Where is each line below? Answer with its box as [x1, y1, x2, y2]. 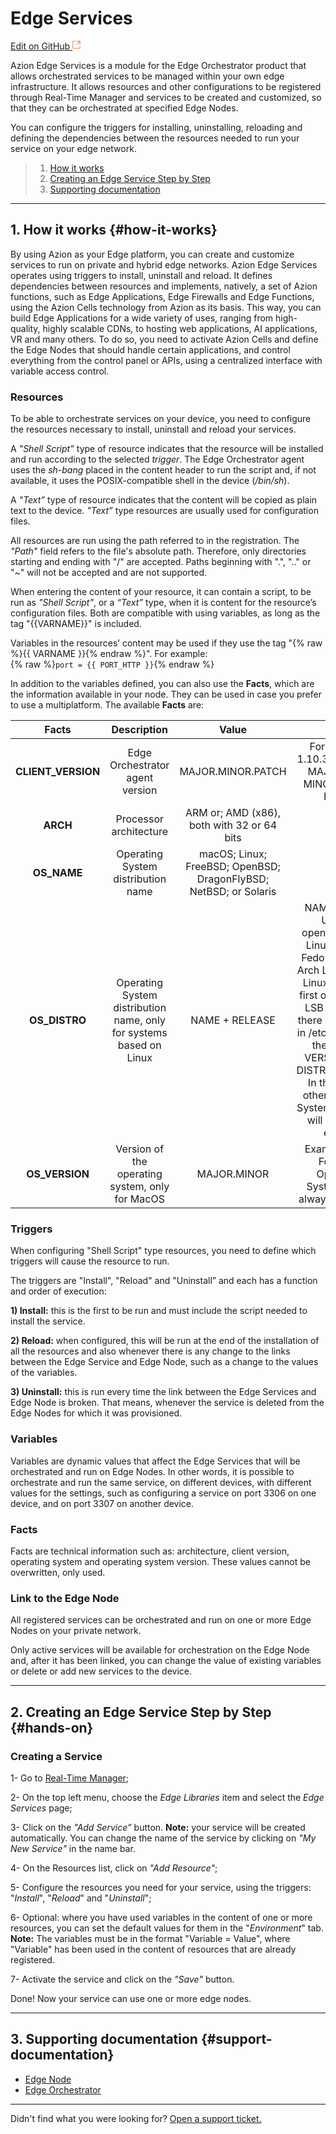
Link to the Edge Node [10, 1591, 120, 1605]
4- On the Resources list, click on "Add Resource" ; [10, 1862, 218, 1874]
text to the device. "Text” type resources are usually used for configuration [10, 505, 319, 517]
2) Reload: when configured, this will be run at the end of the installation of [10, 1335, 320, 1347]
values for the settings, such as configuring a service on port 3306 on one [10, 1487, 317, 1499]
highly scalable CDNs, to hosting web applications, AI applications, [42, 322, 318, 334]
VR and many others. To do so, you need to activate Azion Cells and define [10, 333, 319, 345]
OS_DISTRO [29, 1013, 87, 1027]
